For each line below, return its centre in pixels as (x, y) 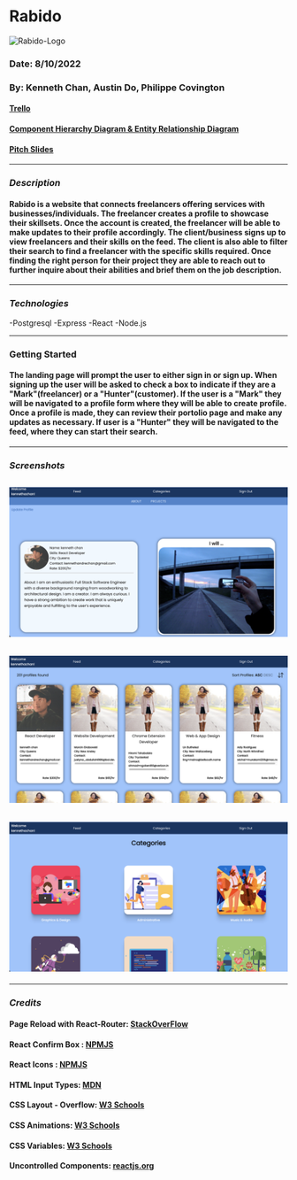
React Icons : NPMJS (49, 1065)
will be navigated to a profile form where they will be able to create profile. (148, 404)
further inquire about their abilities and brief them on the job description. (145, 270)
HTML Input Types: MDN (55, 1084)
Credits (25, 1003)
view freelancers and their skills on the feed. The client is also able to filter (148, 242)
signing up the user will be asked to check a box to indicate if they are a (143, 385)
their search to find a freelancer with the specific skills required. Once (140, 251)
